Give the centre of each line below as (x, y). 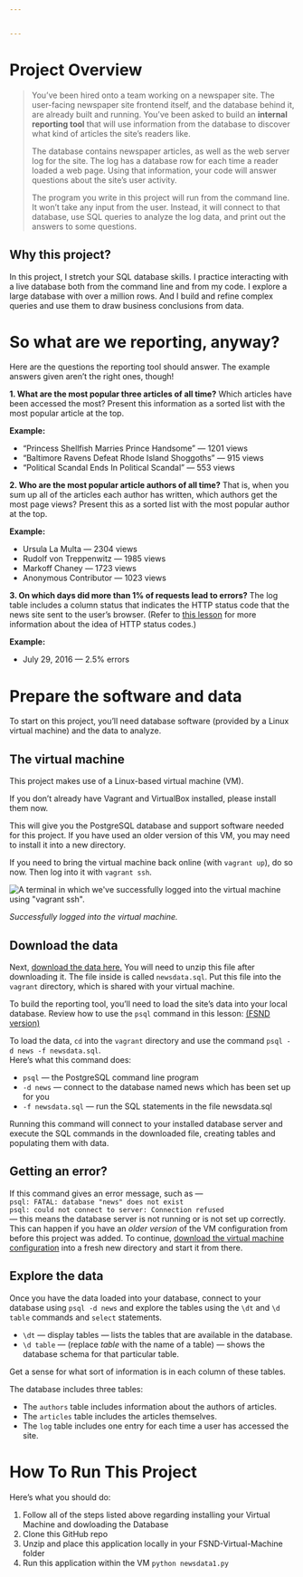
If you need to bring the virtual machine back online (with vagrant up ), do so (151, 863)
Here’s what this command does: (71, 1060)
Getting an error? (59, 1172)
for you (36, 1097)
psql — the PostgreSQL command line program (110, 1077)
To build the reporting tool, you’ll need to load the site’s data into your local (148, 1004)
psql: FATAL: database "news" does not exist (96, 1202)
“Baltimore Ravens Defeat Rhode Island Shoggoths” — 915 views (143, 458)
